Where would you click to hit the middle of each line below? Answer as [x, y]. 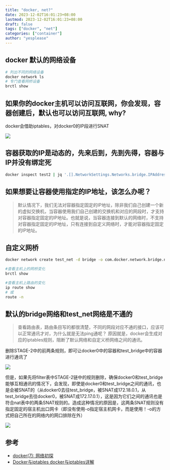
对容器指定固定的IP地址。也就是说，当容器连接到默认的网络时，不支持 [91, 217]
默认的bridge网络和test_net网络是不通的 [69, 314]
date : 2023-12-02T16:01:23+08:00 [40, 15]
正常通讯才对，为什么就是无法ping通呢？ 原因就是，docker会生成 [90, 333]
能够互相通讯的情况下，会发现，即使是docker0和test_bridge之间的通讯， [81, 384]
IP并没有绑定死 [28, 163]
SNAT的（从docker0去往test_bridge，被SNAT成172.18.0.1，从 [82, 390]
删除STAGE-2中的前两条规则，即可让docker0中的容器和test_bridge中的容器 [84, 351]
